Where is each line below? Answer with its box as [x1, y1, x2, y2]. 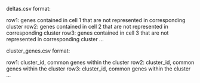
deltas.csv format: [6, 5, 51, 12]
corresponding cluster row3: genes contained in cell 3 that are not [6, 29, 169, 36]
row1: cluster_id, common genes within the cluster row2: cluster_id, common [6, 59, 195, 66]
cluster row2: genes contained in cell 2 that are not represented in [6, 23, 168, 30]
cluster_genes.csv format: [6, 47, 70, 54]
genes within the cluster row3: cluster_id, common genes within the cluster [6, 65, 191, 72]
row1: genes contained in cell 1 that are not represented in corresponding [6, 17, 186, 23]
